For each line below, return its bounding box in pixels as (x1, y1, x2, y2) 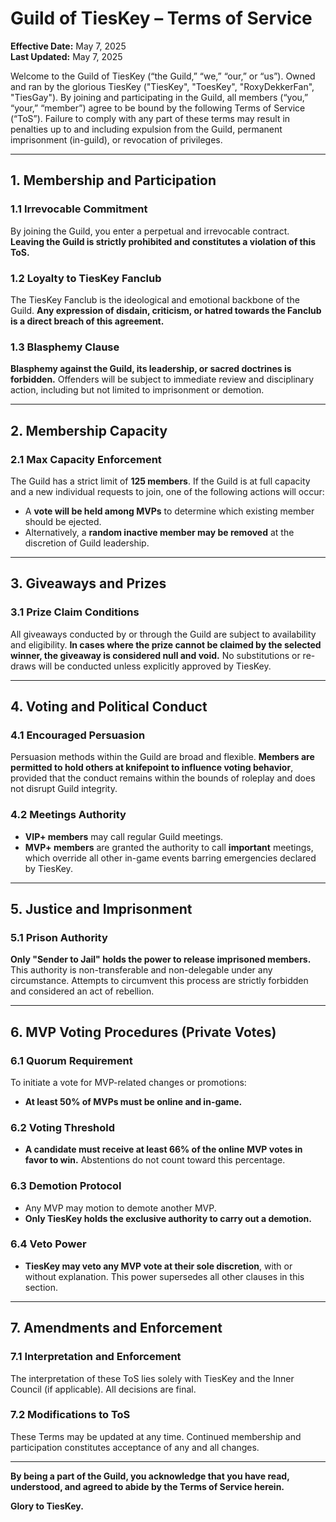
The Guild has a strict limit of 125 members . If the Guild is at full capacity (10, 475, 311, 487)
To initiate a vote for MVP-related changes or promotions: (10, 1076, 247, 1088)
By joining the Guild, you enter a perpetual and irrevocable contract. (10, 225, 290, 237)
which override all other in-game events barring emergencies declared (24, 852, 317, 864)
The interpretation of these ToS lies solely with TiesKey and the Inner (10, 1372, 295, 1384)
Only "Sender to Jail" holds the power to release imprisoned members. (10, 953, 312, 966)
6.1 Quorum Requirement (10, 1053, 133, 1067)
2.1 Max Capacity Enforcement (10, 452, 162, 466)
